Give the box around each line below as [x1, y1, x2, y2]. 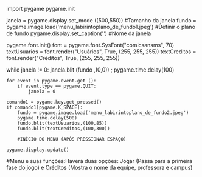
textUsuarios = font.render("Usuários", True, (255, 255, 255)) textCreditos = [6, 48, 197, 55]
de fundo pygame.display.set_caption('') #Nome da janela [6, 30, 151, 37]
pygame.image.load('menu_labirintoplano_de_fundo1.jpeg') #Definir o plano [6, 24, 196, 30]
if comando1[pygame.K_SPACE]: [6, 104, 83, 110]
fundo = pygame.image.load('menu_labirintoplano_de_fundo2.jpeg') [17, 110, 189, 116]
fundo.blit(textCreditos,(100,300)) [17, 125, 111, 132]
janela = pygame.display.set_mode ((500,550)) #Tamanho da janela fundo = [6, 17, 197, 24]
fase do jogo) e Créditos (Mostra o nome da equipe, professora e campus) [6, 164, 193, 171]
